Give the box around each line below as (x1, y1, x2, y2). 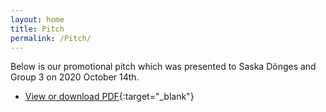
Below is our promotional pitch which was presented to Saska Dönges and (10, 61, 317, 73)
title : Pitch (10, 24, 65, 34)
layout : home (10, 14, 65, 25)
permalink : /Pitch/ (10, 33, 92, 43)
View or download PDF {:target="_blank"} (24, 91, 195, 103)
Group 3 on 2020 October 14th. (10, 71, 140, 83)
